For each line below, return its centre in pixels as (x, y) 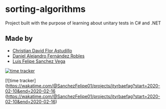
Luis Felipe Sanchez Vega (39, 61)
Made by (19, 39)
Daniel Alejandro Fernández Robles (48, 56)
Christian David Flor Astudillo (42, 50)
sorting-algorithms (45, 9)
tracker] (28, 80)
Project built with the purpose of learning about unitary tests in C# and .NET (83, 23)
